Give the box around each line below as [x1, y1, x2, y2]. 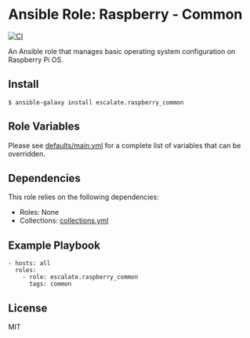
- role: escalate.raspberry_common [22, 273, 139, 282]
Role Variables [8, 120, 80, 133]
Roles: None [19, 208, 60, 217]
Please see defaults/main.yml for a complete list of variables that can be [8, 140, 241, 150]
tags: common [28, 280, 72, 288]
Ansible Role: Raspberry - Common [8, 5, 243, 24]
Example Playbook [8, 238, 100, 252]
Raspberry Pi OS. [8, 55, 64, 64]
